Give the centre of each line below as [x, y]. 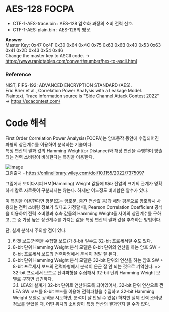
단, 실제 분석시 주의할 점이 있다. [36, 230]
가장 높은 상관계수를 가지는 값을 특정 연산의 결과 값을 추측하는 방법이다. [92, 220]
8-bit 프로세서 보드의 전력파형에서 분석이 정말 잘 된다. [65, 254]
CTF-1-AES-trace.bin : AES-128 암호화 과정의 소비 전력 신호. [73, 23]
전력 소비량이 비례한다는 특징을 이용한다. [54, 157]
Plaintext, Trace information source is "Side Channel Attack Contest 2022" [82, 96]
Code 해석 [26, 123]
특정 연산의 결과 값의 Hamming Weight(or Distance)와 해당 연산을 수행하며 [79, 151]
